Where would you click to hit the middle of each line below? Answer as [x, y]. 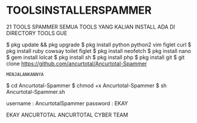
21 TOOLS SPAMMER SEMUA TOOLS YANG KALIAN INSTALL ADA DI [91, 27]
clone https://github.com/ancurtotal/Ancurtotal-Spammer [77, 64]
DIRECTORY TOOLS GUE [37, 33]
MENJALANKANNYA [25, 74]
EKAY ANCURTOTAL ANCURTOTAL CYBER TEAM [67, 115]
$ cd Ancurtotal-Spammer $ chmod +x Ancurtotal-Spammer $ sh [87, 85]
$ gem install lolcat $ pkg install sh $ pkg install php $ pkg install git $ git [96, 57]
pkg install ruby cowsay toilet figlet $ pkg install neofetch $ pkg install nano [98, 51]
